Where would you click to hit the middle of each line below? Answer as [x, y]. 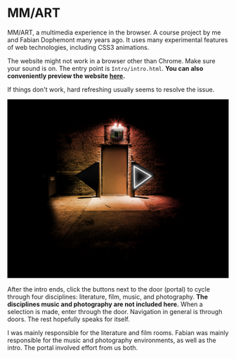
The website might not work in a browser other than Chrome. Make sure [111, 60]
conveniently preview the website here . [66, 76]
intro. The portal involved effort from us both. [73, 348]
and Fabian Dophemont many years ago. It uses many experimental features [118, 39]
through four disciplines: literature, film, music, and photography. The [108, 297]
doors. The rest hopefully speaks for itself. [68, 319]
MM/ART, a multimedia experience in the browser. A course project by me [114, 32]
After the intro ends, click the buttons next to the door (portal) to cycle [109, 289]
